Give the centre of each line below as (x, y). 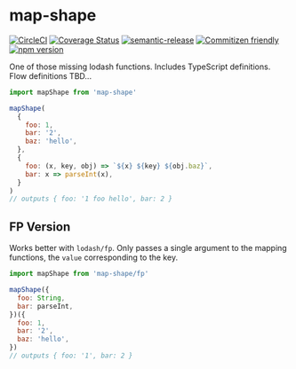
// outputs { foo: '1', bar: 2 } (71, 356)
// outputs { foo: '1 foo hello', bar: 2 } (91, 199)
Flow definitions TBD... (50, 75)
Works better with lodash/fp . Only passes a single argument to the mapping (148, 248)
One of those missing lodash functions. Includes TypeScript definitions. (140, 67)
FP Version (40, 227)
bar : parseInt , (45, 306)
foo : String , (41, 298)
